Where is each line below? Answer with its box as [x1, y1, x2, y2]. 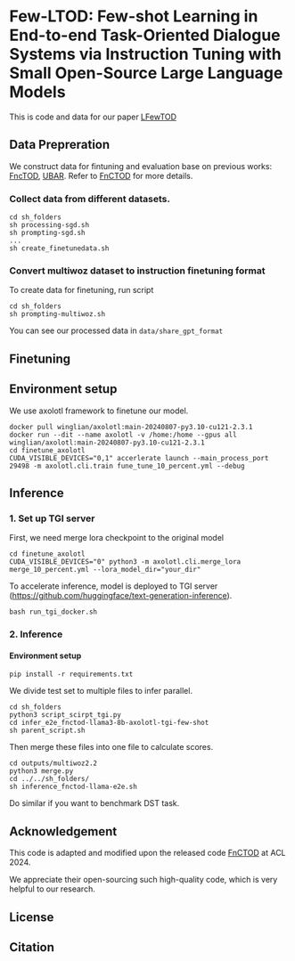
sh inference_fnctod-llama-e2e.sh [9, 782, 138, 792]
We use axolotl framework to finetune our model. [9, 405, 189, 416]
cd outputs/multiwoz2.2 [9, 759, 98, 768]
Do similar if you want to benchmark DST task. [9, 798, 180, 809]
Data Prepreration [9, 137, 111, 152]
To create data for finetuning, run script [9, 285, 154, 296]
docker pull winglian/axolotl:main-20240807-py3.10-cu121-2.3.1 [9, 422, 253, 431]
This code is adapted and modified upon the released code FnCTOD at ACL [9, 848, 287, 859]
